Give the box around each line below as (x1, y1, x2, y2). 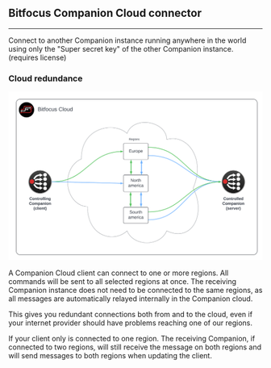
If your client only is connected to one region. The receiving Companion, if (8, 334, 256, 344)
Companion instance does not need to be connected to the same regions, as (8, 286, 263, 295)
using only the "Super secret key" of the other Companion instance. (8, 44, 234, 53)
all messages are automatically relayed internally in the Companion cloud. (8, 294, 253, 303)
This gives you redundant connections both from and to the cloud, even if (8, 310, 252, 320)
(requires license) (8, 52, 67, 62)
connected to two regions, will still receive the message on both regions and (8, 342, 262, 352)
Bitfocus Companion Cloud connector (8, 6, 202, 20)
